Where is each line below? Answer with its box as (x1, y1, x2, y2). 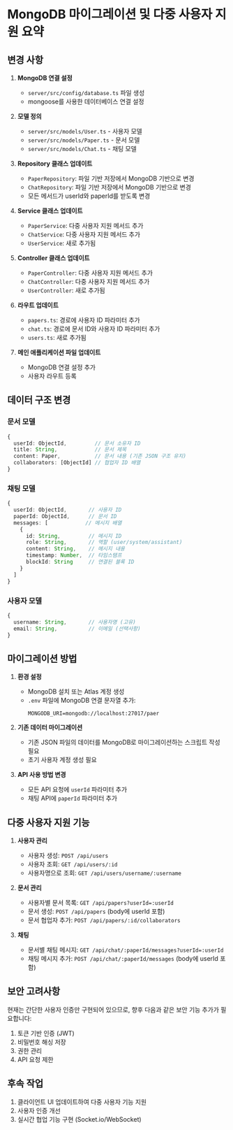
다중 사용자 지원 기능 (7, 816, 90, 829)
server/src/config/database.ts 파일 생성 (27, 89, 145, 96)
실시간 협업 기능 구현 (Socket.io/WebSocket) (17, 1115, 142, 1123)
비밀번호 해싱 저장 (17, 1038, 66, 1046)
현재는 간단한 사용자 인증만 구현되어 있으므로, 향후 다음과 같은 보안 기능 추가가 (7, 1005, 220, 1014)
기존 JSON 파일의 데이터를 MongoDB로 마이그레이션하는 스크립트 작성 (27, 738, 221, 747)
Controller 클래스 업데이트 (17, 254, 90, 262)
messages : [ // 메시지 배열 (13, 519, 122, 527)
